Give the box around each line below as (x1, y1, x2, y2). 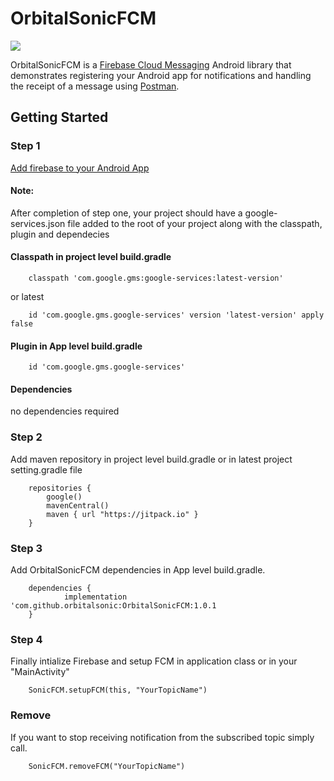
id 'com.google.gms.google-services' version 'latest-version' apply (28, 310, 325, 321)
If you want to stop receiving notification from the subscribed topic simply (10, 731, 315, 743)
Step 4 (10, 632, 43, 646)
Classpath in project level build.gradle (10, 251, 172, 263)
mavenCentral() (46, 500, 110, 511)
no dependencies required (10, 405, 120, 417)
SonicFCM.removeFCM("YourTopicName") (28, 761, 186, 771)
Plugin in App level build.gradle (10, 340, 143, 352)
